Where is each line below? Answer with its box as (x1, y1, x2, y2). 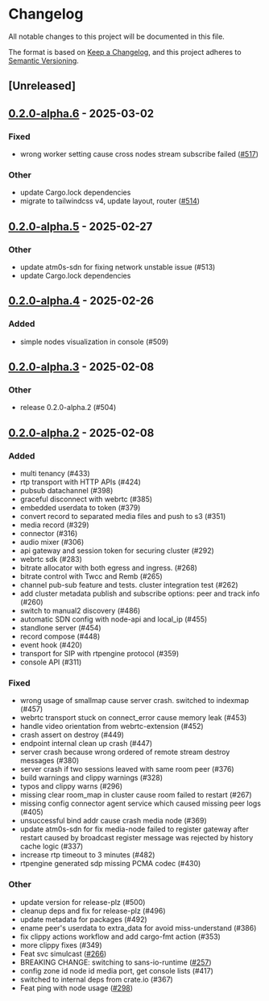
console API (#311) (19, 657, 82, 667)
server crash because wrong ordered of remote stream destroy (19, 748, 230, 757)
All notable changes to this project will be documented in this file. (8, 31, 226, 41)
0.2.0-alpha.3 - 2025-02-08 (8, 360, 155, 374)
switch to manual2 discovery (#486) (19, 606, 141, 616)
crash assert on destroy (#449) (19, 730, 125, 739)
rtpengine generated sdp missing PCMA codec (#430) (19, 859, 201, 869)
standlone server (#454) (19, 623, 102, 633)
